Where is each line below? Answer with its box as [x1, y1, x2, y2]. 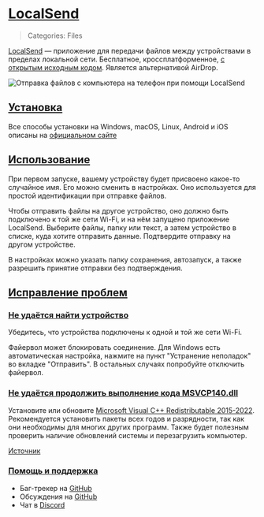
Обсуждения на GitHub [19, 492, 98, 501]
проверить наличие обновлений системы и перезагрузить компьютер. [8, 430, 247, 440]
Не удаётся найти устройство [8, 309, 129, 320]
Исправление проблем [8, 285, 128, 299]
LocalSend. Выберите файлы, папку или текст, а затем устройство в [8, 222, 236, 232]
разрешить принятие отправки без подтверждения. [8, 263, 183, 273]
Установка [8, 101, 63, 114]
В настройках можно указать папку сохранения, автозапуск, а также [8, 255, 242, 264]
